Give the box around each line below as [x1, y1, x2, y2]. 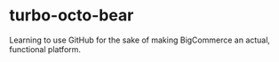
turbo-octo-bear [9, 5, 134, 26]
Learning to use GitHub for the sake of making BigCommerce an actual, [9, 35, 271, 45]
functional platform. [9, 43, 82, 54]
